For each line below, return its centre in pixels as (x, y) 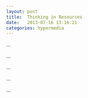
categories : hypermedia (35, 28)
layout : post (22, 11)
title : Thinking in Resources (44, 17)
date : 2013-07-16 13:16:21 (42, 22)
